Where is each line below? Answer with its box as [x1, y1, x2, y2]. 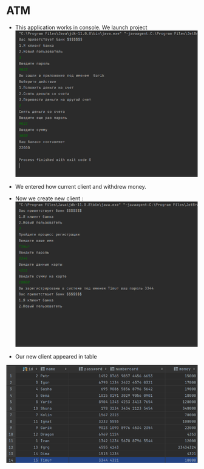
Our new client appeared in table [15, 353, 97, 360]
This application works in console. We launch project [15, 24, 148, 31]
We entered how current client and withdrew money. [15, 183, 147, 190]
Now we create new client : [15, 195, 84, 202]
